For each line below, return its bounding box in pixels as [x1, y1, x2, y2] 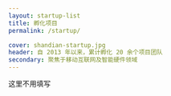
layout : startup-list [8, 11, 81, 20]
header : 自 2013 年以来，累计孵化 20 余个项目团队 [8, 49, 163, 57]
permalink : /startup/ [8, 26, 81, 34]
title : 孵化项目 [8, 19, 58, 27]
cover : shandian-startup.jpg [8, 41, 106, 49]
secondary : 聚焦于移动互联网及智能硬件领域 [8, 56, 138, 64]
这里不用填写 [8, 79, 51, 88]
